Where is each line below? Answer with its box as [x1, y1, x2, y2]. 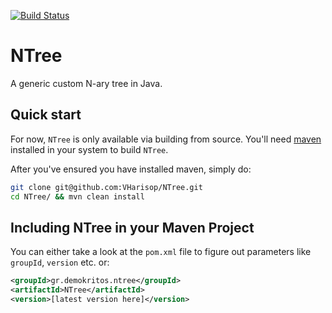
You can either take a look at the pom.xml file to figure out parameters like [10, 246, 312, 258]
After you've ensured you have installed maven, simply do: [10, 163, 252, 175]
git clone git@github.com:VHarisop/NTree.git [10, 182, 203, 192]
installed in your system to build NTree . [10, 143, 169, 155]
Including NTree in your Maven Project [10, 219, 255, 236]
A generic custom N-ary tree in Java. [10, 77, 163, 89]
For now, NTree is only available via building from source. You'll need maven [10, 133, 322, 145]
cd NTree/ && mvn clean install [10, 191, 145, 202]
